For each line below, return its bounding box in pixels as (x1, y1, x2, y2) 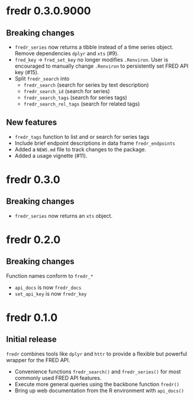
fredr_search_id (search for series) (23, 88, 111, 94)
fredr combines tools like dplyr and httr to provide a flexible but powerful (6, 350, 187, 357)
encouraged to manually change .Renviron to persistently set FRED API (14, 62, 189, 69)
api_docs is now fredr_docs (14, 284, 82, 291)
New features (6, 118, 57, 128)
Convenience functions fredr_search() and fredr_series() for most (14, 368, 182, 375)
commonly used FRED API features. (14, 374, 102, 381)
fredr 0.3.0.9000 (6, 4, 91, 18)
